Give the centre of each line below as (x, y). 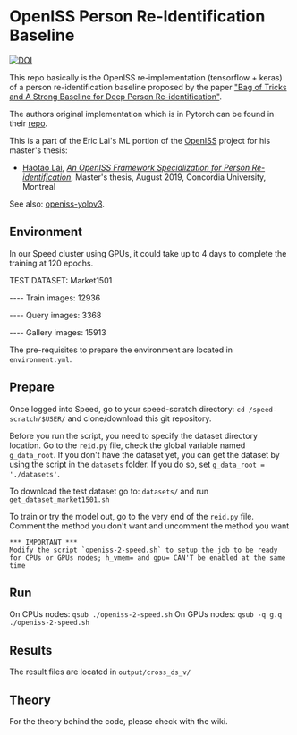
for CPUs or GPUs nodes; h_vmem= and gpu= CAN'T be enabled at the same (148, 558)
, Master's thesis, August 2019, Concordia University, (169, 177)
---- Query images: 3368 (55, 315)
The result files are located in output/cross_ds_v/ (100, 672)
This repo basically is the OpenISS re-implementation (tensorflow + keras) (146, 77)
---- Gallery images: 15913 (58, 332)
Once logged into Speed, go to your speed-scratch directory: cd (127, 409)
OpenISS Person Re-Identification (137, 17)
